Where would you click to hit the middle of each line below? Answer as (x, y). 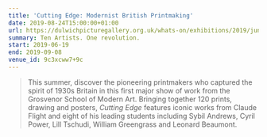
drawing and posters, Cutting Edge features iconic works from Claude (142, 107)
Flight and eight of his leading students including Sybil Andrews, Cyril (141, 116)
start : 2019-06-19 (39, 45)
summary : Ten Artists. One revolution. (74, 38)
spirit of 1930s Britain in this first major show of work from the (129, 90)
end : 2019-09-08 (35, 52)
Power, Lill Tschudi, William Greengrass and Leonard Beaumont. (132, 124)
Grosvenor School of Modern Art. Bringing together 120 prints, (130, 99)
